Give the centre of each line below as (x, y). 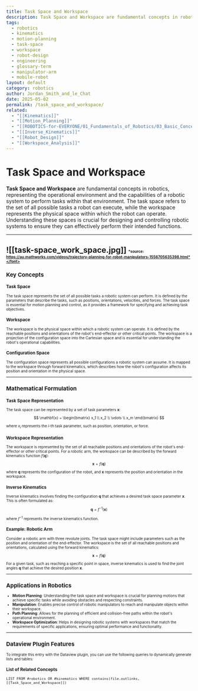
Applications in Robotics (39, 586)
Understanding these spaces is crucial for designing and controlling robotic (98, 220)
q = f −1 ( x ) (99, 509)
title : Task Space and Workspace (47, 11)
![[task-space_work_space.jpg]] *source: (75, 250)
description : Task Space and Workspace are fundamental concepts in (92, 17)
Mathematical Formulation (42, 389)
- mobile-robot (30, 77)
